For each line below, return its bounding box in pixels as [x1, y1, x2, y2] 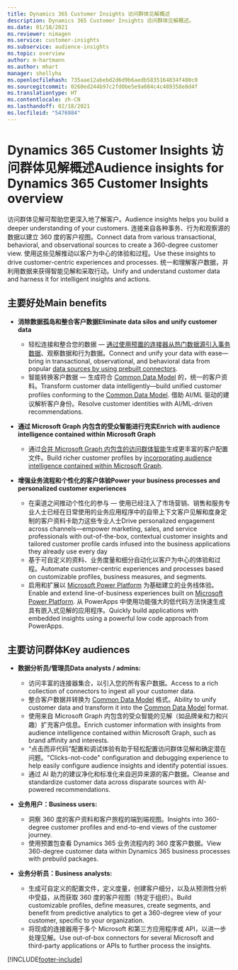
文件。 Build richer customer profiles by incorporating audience [28, 453, 212, 462]
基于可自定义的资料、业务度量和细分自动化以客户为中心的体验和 [28, 555, 215, 564]
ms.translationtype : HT [7, 89, 78, 97]
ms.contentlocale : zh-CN [7, 97, 81, 104]
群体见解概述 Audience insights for [20, 160, 225, 176]
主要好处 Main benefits [7, 297, 108, 309]
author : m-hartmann [7, 57, 65, 64]
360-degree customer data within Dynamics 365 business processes [28, 847, 231, 856]
